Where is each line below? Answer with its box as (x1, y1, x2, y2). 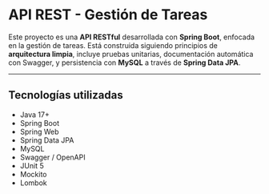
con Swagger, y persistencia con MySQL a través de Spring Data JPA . (8, 58, 241, 67)
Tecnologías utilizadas (8, 88, 123, 102)
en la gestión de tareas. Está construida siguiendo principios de (8, 40, 219, 50)
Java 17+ (19, 110, 50, 119)
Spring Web (19, 127, 59, 136)
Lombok (19, 178, 48, 188)
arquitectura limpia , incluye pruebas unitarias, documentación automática (8, 49, 254, 59)
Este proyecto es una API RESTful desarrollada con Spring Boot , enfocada (8, 32, 255, 42)
